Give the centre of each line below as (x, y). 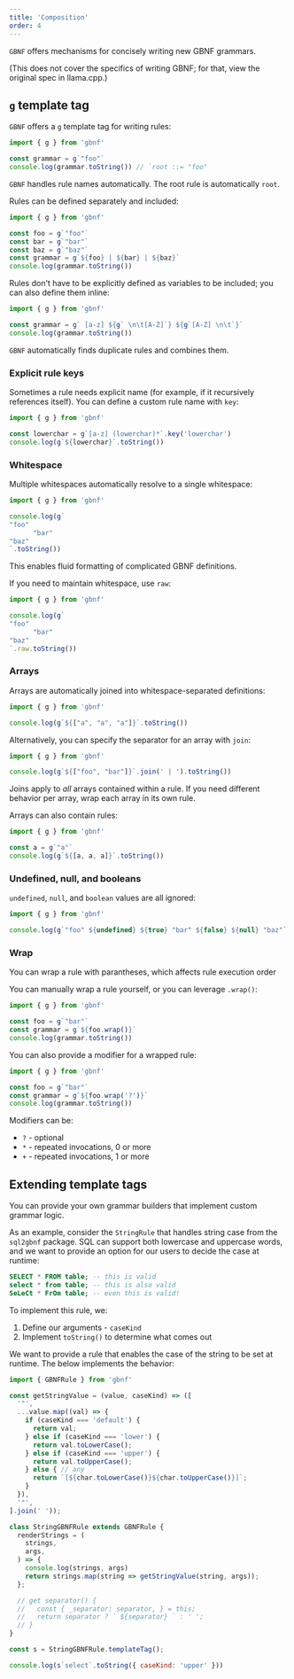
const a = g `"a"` (41, 848)
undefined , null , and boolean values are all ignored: (103, 898)
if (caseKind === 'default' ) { (83, 1420)
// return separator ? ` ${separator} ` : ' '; (110, 1617)
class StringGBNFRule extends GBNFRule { (87, 1527)
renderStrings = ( (51, 1535)
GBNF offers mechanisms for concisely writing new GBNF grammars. (133, 51)
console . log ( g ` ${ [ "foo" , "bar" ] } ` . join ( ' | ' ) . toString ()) (120, 772)
